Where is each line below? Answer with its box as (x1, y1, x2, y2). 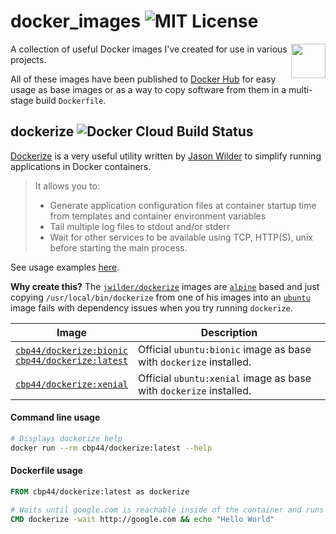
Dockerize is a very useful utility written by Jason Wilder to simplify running (10, 150, 322, 162)
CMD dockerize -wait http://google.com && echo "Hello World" (10, 514, 275, 524)
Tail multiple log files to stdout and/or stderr (49, 220, 231, 232)
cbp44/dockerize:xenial (15, 378, 129, 390)
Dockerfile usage (10, 465, 83, 477)
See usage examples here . (10, 261, 120, 273)
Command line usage (10, 411, 101, 424)
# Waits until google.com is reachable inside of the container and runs (10, 505, 325, 515)
